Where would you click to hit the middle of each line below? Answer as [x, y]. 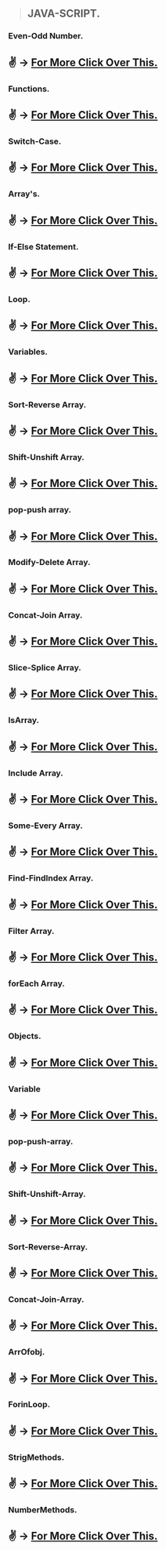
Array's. [24, 194]
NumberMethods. [43, 1510]
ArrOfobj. [27, 1352]
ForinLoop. [29, 1405]
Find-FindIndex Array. [51, 878]
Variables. [28, 352]
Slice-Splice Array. [45, 668]
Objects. [25, 1036]
